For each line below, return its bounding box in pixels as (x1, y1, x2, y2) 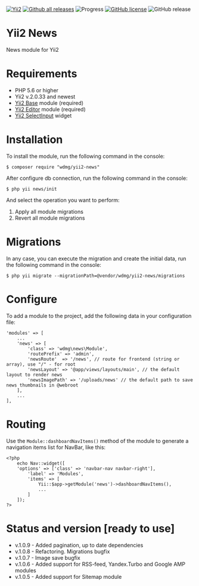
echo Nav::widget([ (17, 460, 66, 466)
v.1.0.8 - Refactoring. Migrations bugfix (14, 548, 110, 555)
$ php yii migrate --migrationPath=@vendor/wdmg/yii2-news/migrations (6, 273, 185, 279)
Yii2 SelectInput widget (14, 112, 72, 119)
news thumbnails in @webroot (6, 382, 79, 388)
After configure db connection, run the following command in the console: (6, 174, 188, 182)
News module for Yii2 (6, 46, 60, 53)
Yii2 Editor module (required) (14, 105, 86, 113)
